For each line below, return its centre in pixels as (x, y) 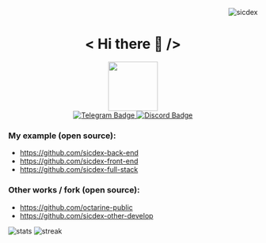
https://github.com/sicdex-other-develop (86, 215)
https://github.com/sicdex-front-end (79, 161)
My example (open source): (62, 136)
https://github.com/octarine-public (76, 207)
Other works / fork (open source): (74, 190)
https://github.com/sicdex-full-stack (79, 170)
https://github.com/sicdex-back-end (79, 153)
